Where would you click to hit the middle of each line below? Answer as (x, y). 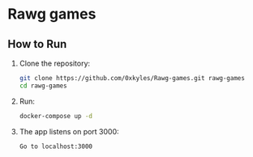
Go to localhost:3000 (56, 146)
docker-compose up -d (56, 116)
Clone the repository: (55, 63)
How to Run (37, 44)
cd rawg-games (43, 86)
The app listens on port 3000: (69, 131)
